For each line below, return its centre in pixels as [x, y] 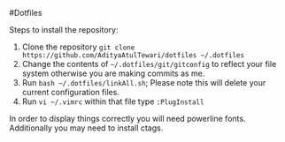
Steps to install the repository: [64, 30]
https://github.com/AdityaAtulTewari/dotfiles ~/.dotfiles [133, 56]
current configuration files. [70, 92]
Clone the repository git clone [78, 47]
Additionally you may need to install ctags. [86, 128]
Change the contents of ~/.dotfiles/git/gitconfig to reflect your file [149, 64]
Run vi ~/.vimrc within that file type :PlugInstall [113, 101]
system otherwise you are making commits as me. [113, 73]
